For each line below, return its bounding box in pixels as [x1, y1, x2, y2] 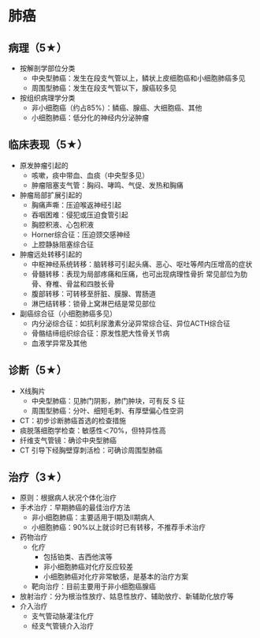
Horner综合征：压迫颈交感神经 [31, 230, 131, 239]
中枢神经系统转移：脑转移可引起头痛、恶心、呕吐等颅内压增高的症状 [31, 259, 253, 268]
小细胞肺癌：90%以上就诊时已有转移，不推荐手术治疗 [31, 523, 206, 532]
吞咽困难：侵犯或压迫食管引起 [31, 210, 128, 220]
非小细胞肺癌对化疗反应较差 [43, 562, 134, 572]
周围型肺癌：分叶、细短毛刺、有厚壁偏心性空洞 [31, 406, 184, 415]
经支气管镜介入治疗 [31, 621, 95, 631]
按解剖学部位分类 [19, 64, 76, 73]
